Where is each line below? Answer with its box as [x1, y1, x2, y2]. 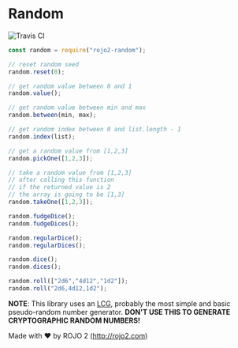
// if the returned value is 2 [8, 183, 111, 191]
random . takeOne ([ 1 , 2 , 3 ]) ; [8, 199, 93, 206]
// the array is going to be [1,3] [8, 191, 125, 199]
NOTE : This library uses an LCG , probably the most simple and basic [8, 298, 231, 308]
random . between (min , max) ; [8, 112, 97, 119]
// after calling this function [8, 176, 114, 184]
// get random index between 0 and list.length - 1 [8, 126, 181, 134]
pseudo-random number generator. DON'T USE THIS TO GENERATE [8, 307, 231, 316]
